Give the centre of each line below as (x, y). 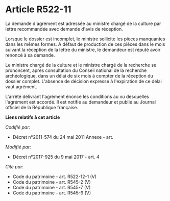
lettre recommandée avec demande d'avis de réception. (64, 29)
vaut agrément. (21, 86)
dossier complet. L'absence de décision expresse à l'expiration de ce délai (83, 81)
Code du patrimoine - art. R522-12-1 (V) (55, 177)
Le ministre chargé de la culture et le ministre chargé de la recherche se (81, 65)
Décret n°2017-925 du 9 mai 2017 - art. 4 (56, 157)
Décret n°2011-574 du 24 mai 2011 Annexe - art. (63, 137)
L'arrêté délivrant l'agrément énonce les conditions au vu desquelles (77, 96)
